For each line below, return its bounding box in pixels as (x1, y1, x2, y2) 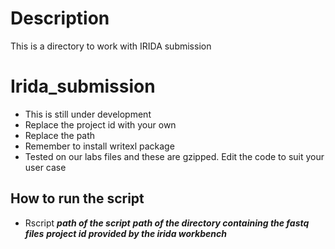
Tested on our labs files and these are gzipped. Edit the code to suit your (24, 150, 325, 162)
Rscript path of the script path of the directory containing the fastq (24, 217, 310, 229)
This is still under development (24, 108, 152, 120)
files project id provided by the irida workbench (24, 227, 227, 239)
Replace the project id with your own (24, 118, 177, 131)
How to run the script (10, 190, 145, 207)
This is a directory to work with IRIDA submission (10, 40, 212, 52)
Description (10, 7, 110, 30)
